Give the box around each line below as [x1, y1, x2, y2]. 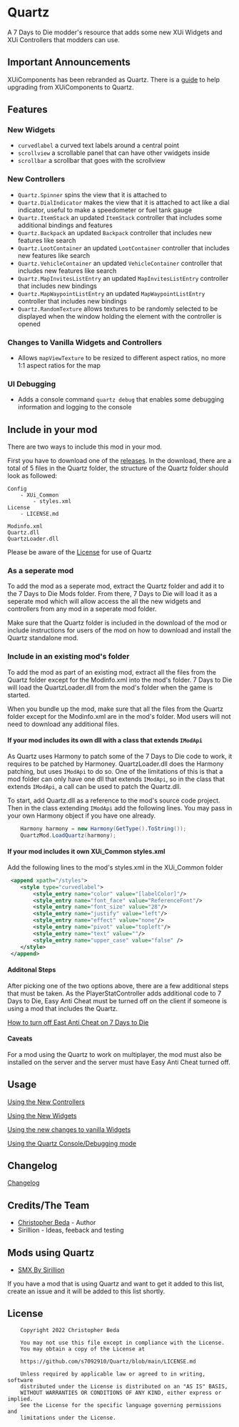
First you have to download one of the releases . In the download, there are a [7, 457, 232, 465]
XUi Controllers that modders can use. [7, 35, 120, 44]
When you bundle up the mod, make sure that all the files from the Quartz [7, 705, 223, 713]
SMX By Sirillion [17, 1266, 65, 1274]
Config [7, 485, 27, 493]
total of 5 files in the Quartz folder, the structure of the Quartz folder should [7, 464, 229, 472]
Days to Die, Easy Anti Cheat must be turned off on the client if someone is [7, 996, 227, 1005]
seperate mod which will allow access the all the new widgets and [7, 597, 201, 606]
